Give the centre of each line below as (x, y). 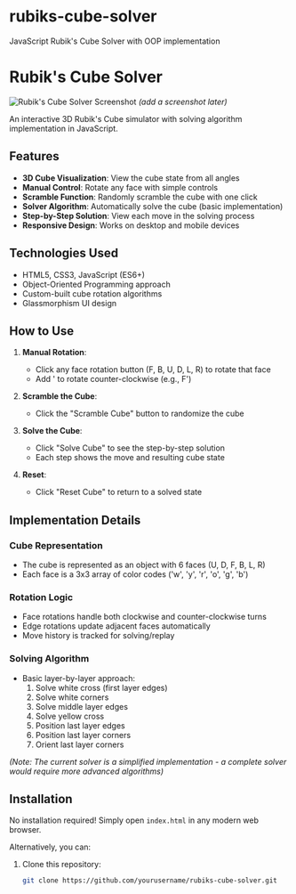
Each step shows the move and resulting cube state (130, 458)
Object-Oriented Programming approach (96, 284)
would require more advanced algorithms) (87, 771)
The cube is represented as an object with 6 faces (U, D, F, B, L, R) (144, 565)
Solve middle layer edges (82, 706)
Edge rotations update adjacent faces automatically (116, 626)
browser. (25, 830)
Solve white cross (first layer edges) (101, 687)
